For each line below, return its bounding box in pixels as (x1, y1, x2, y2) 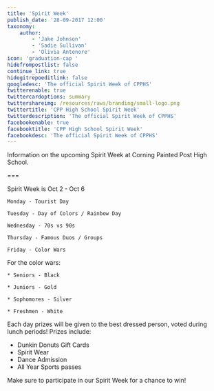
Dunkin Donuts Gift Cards (17, 341, 89, 349)
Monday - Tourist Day (7, 198, 69, 205)
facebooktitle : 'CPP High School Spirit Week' (7, 126, 143, 132)
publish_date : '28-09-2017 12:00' (7, 17, 107, 23)
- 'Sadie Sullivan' (32, 42, 88, 49)
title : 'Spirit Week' (7, 10, 69, 17)
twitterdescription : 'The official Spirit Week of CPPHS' (7, 112, 177, 119)
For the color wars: (7, 259, 61, 267)
